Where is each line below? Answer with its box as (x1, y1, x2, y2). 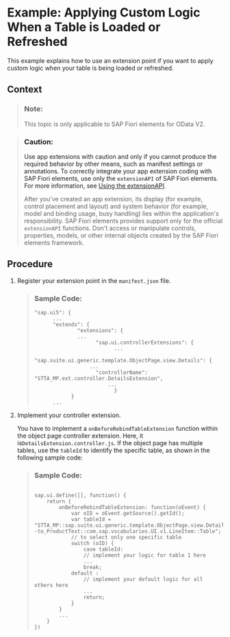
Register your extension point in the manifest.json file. (16, 276, 171, 285)
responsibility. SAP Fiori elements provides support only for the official (23, 216, 223, 225)
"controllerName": (95, 369, 149, 376)
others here (34, 582, 68, 589)
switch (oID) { (71, 540, 114, 547)
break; (83, 564, 103, 571)
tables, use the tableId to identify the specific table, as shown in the (16, 447, 210, 455)
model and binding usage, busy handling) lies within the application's (23, 209, 219, 217)
